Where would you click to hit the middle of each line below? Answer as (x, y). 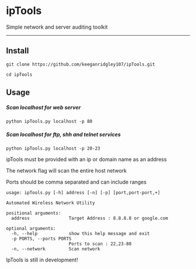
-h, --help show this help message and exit (80, 234)
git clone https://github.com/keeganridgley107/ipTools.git (81, 64)
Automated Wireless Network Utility (50, 203)
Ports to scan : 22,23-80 (100, 244)
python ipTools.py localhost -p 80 (49, 122)
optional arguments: (31, 229)
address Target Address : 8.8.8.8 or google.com (90, 218)
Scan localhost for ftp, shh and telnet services (64, 134)
